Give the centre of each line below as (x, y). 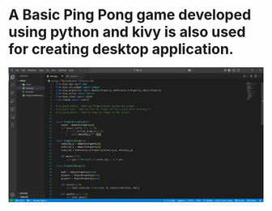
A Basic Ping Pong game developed (130, 15)
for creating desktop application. (121, 49)
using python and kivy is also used (127, 32)
